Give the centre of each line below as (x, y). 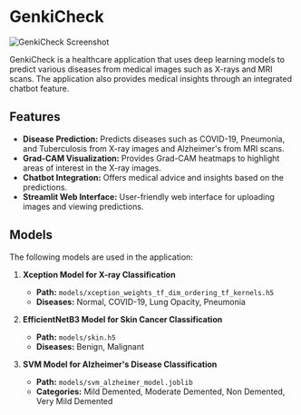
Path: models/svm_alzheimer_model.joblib (114, 381)
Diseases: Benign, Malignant (90, 346)
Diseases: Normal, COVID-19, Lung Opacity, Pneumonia (141, 301)
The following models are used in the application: (101, 257)
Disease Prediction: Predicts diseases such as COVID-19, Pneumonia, (154, 139)
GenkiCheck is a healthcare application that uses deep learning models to (147, 59)
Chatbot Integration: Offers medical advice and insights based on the (153, 177)
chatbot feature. (39, 88)
